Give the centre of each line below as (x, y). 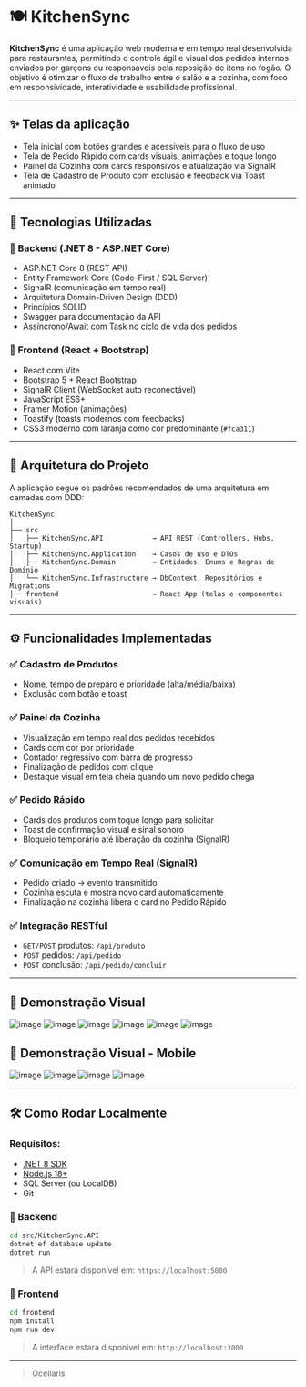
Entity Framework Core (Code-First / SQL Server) (115, 278)
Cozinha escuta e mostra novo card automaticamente (123, 893)
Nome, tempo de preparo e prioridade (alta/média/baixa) (129, 684)
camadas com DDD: (47, 497)
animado (39, 185)
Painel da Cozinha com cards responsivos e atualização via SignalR (149, 165)
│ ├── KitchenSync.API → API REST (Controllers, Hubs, (142, 538)
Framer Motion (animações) (75, 409)
